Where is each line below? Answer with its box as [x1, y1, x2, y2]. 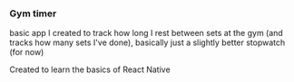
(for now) [9, 47, 44, 58]
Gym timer [9, 7, 57, 20]
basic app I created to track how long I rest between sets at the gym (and [9, 28, 283, 39]
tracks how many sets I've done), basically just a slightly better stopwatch [9, 37, 286, 48]
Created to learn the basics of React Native [9, 64, 171, 75]
